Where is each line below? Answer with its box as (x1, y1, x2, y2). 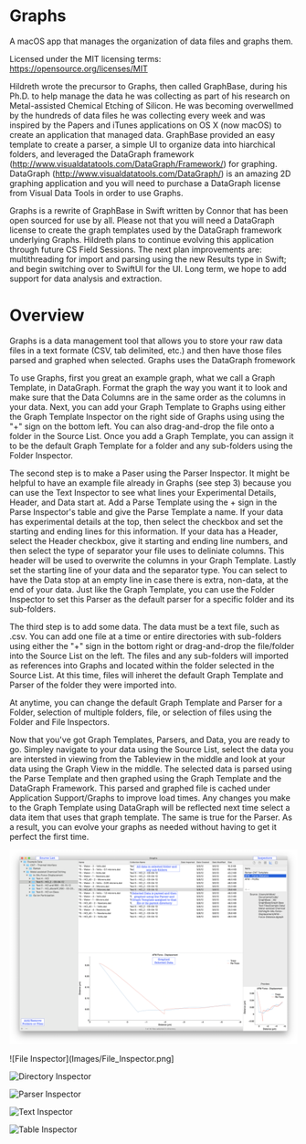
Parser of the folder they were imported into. (9, 679, 177, 690)
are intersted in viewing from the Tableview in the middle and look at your (9, 753, 286, 764)
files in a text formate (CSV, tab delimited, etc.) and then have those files (9, 344, 282, 356)
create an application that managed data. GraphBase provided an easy (9, 129, 276, 140)
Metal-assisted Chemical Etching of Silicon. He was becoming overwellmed (9, 100, 294, 110)
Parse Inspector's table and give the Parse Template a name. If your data (9, 506, 284, 517)
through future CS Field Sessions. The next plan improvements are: (9, 244, 262, 255)
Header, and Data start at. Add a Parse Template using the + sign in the (9, 497, 278, 508)
